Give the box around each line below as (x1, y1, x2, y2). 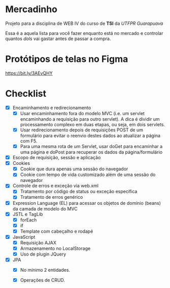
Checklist (5, 88, 47, 99)
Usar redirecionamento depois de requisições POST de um (20, 127, 144, 133)
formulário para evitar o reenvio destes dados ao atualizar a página (20, 133, 161, 138)
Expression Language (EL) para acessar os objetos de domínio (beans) (12, 200, 161, 206)
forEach (20, 217, 37, 223)
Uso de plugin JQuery (20, 251, 66, 257)
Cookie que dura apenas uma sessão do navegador (20, 166, 128, 172)
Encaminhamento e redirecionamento (12, 104, 91, 111)
